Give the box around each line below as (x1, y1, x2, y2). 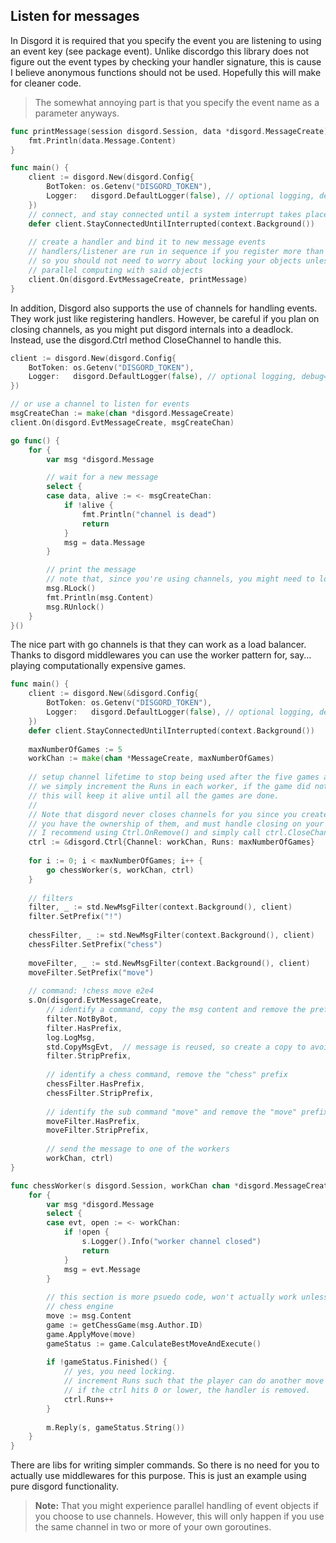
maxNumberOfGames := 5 (28, 744, 123, 754)
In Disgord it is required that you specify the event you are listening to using (10, 34, 322, 46)
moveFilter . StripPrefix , (46, 1125, 150, 1136)
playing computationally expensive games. (10, 660, 187, 672)
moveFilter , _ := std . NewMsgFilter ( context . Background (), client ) (28, 958, 311, 968)
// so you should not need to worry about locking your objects (28, 256, 302, 266)
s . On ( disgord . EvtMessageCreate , (28, 995, 163, 1006)
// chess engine (46, 1302, 114, 1312)
